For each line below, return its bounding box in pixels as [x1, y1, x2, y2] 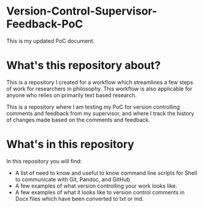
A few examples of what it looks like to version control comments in [15, 188, 185, 195]
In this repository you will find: [6, 157, 82, 165]
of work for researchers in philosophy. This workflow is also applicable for [6, 85, 193, 92]
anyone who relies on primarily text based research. [6, 91, 137, 98]
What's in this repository [6, 138, 135, 151]
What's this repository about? [6, 59, 161, 72]
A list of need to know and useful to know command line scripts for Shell [15, 169, 198, 177]
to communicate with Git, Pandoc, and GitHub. [15, 175, 132, 183]
